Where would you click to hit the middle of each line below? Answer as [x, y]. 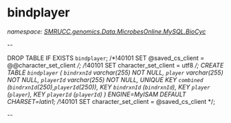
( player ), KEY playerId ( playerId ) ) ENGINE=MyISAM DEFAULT [97, 94]
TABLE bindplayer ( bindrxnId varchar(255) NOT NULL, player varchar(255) [115, 72]
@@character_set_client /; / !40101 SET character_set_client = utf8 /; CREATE [115, 65]
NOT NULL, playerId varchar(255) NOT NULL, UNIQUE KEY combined [105, 79]
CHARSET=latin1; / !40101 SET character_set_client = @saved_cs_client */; [111, 101]
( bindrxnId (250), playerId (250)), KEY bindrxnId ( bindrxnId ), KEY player [109, 87]
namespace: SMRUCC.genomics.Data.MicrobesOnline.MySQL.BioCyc [107, 31]
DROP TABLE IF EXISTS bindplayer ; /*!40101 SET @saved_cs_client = [106, 58]
